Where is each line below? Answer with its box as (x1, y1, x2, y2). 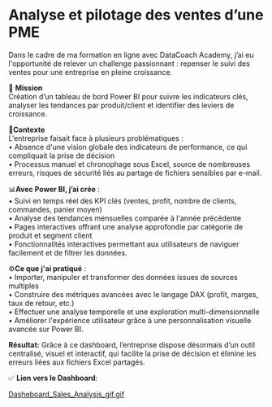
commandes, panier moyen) (8, 204, 103, 214)
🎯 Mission (8, 83, 43, 93)
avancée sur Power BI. (8, 324, 84, 334)
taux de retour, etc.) (8, 298, 75, 308)
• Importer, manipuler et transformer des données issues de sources (8, 272, 238, 282)
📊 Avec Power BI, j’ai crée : (8, 184, 100, 194)
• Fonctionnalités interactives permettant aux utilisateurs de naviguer (8, 239, 240, 249)
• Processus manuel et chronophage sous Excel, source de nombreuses (8, 159, 250, 168)
